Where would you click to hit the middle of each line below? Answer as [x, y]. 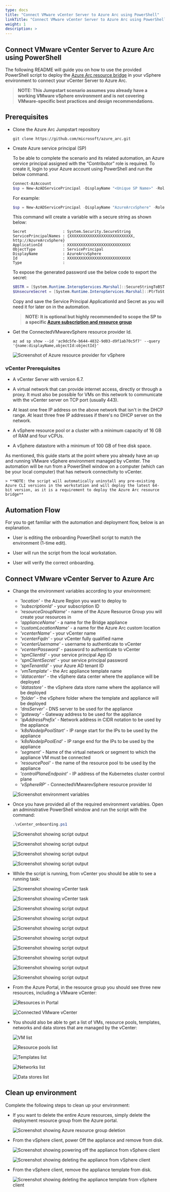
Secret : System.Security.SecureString [72, 232]
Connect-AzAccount [32, 184]
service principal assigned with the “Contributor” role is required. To [84, 163]
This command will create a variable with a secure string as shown [82, 217]
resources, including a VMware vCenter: [55, 993]
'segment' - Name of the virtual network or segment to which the [88, 752]
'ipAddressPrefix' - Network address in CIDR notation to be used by [91, 720]
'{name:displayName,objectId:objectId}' [56, 346]
